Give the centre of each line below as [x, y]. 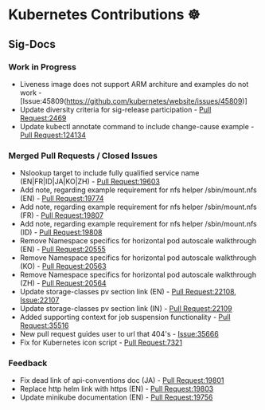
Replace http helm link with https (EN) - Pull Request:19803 [117, 389]
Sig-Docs [32, 44]
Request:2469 [43, 118]
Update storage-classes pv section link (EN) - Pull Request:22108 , [128, 292]
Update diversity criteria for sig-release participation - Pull [115, 109]
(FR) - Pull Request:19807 [62, 215]
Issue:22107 [39, 300]
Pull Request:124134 [53, 135]
